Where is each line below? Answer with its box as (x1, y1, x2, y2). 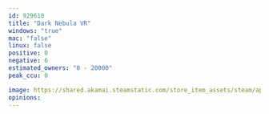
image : (8, 86, 30, 94)
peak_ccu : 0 (8, 71, 48, 79)
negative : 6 (8, 57, 48, 65)
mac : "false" (8, 34, 52, 43)
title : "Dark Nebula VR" (8, 19, 91, 27)
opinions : (8, 93, 42, 101)
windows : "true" (8, 26, 62, 35)
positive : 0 (8, 49, 48, 57)
